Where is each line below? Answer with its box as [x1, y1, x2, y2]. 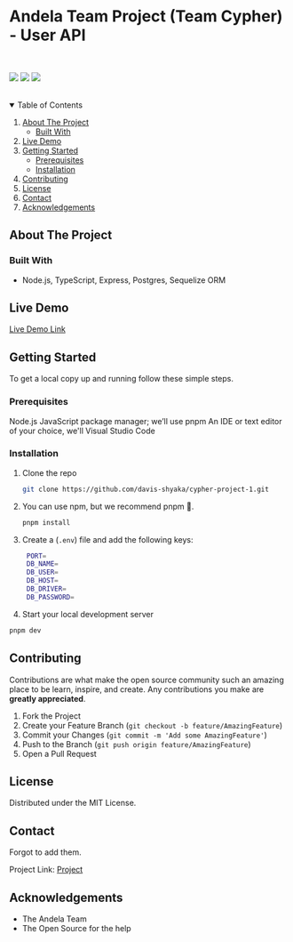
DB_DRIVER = [26, 584, 67, 593]
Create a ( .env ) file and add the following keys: [21, 534, 194, 544]
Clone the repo [21, 467, 77, 478]
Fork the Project [21, 710, 82, 721]
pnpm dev [9, 625, 42, 635]
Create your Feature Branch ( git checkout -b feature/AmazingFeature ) [21, 720, 283, 730]
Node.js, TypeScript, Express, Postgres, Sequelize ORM [21, 274, 226, 286]
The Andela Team [21, 914, 87, 924]
